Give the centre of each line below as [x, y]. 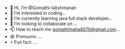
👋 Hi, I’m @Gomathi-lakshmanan [43, 8]
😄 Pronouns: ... [26, 36]
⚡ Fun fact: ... [23, 42]
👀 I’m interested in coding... [38, 13]
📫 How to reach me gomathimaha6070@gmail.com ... [65, 29]
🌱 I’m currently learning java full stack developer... [61, 18]
